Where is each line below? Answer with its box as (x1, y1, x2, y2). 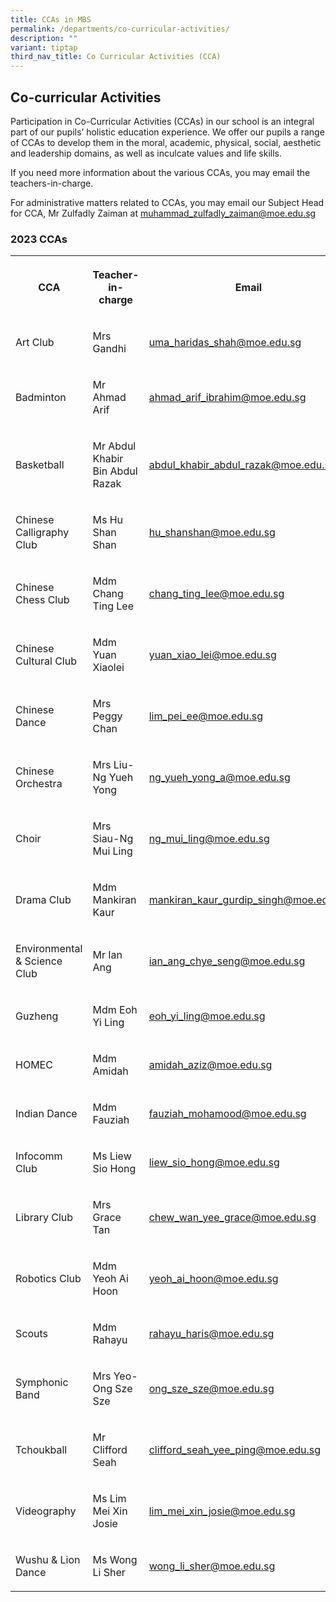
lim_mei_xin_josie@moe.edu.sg (148, 1504, 296, 1518)
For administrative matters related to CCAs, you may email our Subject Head (10, 196, 325, 208)
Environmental (15, 942, 83, 956)
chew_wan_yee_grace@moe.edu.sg (148, 1211, 317, 1225)
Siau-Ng (92, 832, 134, 846)
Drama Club (15, 893, 72, 907)
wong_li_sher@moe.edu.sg (148, 1559, 276, 1573)
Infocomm (15, 1149, 63, 1163)
